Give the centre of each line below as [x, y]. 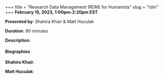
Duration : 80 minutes [27, 31]
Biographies [18, 51]
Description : [18, 40]
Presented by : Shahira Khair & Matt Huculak [50, 22]
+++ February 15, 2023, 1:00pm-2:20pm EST [51, 12]
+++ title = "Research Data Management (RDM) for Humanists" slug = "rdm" [82, 7]
